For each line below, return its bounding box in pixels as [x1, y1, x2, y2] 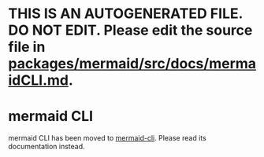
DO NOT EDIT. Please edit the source [8, 21, 253, 39]
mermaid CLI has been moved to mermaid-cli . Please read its [8, 133, 206, 143]
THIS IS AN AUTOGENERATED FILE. [8, 5, 243, 23]
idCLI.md [8, 71, 69, 89]
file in [8, 38, 46, 56]
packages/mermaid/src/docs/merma [8, 55, 257, 73]
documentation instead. [8, 142, 85, 152]
